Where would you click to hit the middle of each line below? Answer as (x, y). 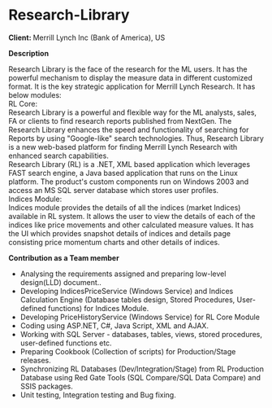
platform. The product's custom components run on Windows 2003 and (129, 182)
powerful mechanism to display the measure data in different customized (131, 77)
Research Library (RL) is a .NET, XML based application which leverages (129, 164)
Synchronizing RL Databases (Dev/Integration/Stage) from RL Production (142, 369)
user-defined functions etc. (66, 343)
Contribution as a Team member (64, 257)
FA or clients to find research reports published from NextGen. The (120, 121)
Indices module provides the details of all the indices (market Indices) (125, 207)
